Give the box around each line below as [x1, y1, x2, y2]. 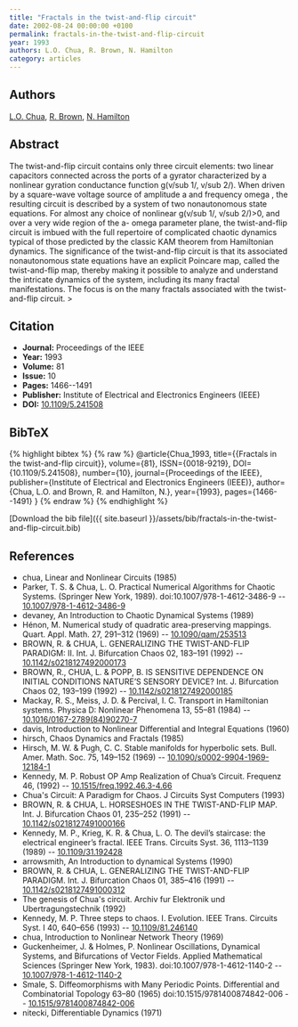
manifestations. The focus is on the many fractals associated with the [9, 283, 264, 294]
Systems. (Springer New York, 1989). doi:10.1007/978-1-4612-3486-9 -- [21, 591, 286, 602]
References [9, 549, 75, 564]
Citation [9, 319, 55, 334]
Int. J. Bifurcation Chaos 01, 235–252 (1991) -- [21, 809, 191, 819]
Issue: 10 [21, 371, 56, 381]
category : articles [9, 54, 82, 63]
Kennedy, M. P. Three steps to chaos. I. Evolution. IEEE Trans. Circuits [21, 913, 278, 924]
